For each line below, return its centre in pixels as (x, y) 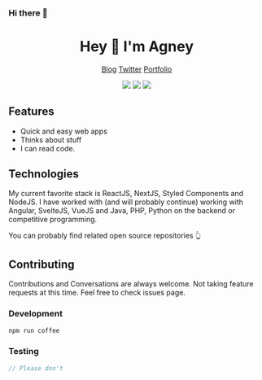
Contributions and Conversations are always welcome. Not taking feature (131, 284)
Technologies (44, 174)
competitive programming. (53, 220)
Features (31, 112)
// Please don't (36, 368)
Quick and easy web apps (64, 131)
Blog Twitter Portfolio (137, 69)
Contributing (41, 264)
